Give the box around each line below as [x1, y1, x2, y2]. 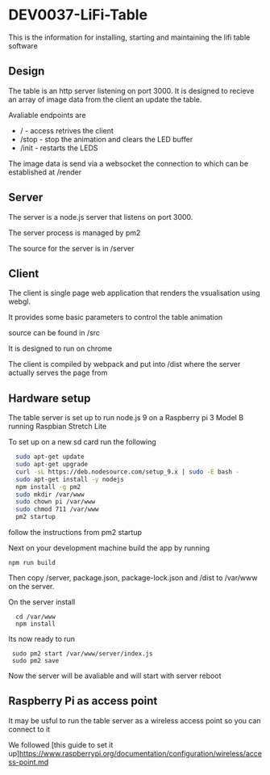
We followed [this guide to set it [8, 739, 114, 749]
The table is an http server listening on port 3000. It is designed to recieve [8, 86, 255, 95]
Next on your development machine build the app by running [8, 543, 210, 553]
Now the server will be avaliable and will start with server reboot [8, 671, 222, 680]
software [8, 40, 38, 50]
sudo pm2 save [11, 657, 60, 665]
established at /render [8, 167, 82, 177]
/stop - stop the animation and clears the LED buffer [19, 134, 193, 144]
